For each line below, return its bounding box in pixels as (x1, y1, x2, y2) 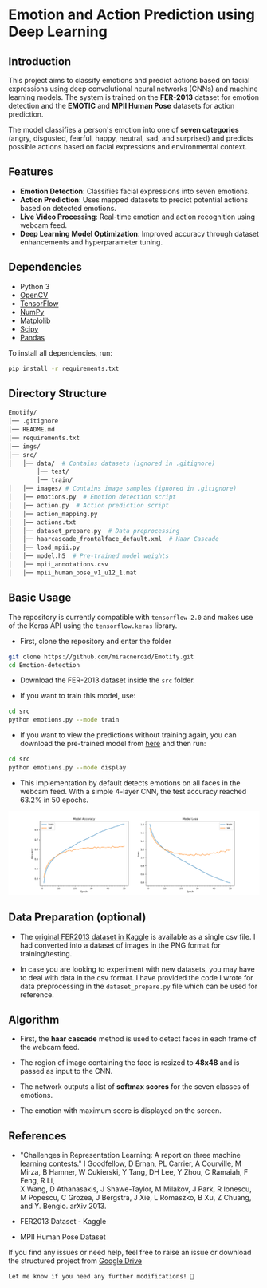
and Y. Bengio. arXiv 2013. (19, 1201, 107, 1211)
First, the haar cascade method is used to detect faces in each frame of (19, 1034, 257, 1044)
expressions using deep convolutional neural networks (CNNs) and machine (8, 84, 258, 93)
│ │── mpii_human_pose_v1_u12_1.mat (8, 569, 137, 577)
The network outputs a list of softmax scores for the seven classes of (19, 1082, 249, 1091)
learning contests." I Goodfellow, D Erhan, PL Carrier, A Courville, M (19, 1159, 241, 1168)
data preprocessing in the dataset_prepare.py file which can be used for (19, 981, 257, 991)
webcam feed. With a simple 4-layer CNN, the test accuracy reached (19, 786, 247, 796)
